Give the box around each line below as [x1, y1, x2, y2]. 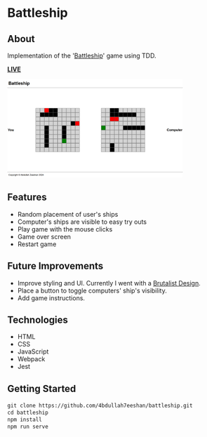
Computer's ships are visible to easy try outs [17, 217, 147, 226]
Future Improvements [7, 260, 104, 272]
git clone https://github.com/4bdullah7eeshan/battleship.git [7, 402, 193, 410]
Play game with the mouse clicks [17, 224, 113, 233]
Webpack [17, 355, 46, 363]
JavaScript [17, 347, 49, 356]
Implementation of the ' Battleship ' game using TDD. [7, 51, 156, 60]
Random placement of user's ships [17, 210, 119, 218]
